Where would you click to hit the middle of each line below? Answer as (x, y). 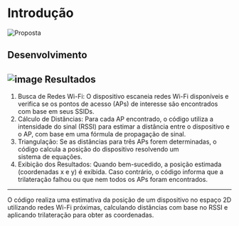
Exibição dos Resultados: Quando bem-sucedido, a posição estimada (119, 164)
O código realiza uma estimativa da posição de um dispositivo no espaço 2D (119, 200)
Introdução (41, 13)
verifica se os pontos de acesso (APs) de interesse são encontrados (118, 104)
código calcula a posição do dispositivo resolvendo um (98, 149)
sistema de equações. (50, 157)
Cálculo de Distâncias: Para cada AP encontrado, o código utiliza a (115, 119)
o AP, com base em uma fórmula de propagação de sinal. (102, 134)
